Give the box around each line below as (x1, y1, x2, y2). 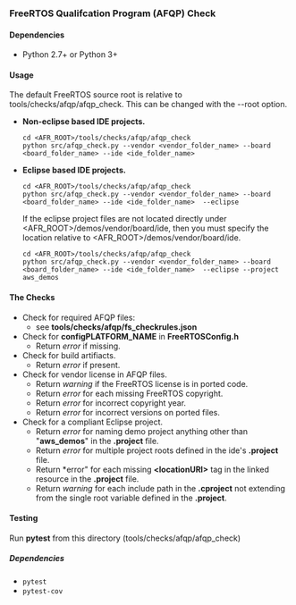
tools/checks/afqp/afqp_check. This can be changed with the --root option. (9, 99, 288, 110)
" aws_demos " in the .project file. (35, 435, 159, 446)
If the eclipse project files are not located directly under (21, 214, 227, 224)
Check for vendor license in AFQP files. (21, 369, 168, 380)
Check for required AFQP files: (21, 312, 136, 323)
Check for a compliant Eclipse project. (21, 416, 164, 427)
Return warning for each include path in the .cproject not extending (35, 483, 286, 493)
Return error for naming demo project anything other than (35, 425, 249, 436)
